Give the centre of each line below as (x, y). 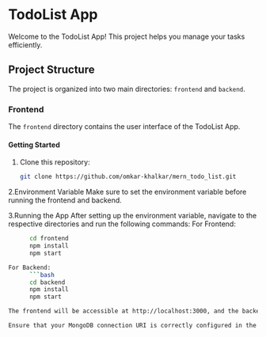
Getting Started (34, 145)
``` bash (42, 275)
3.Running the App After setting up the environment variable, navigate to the (133, 216)
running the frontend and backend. (65, 200)
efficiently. (25, 44)
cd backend (47, 282)
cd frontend (49, 239)
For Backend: (30, 267)
